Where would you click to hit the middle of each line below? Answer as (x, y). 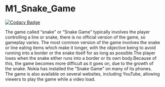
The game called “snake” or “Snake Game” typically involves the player (78, 32)
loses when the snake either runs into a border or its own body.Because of (81, 58)
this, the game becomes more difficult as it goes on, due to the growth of (80, 63)
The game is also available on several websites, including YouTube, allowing (82, 74)
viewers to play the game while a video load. (50, 79)
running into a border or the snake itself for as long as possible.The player (80, 53)
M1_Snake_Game (41, 9)
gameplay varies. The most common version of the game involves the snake (83, 42)
